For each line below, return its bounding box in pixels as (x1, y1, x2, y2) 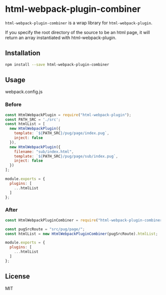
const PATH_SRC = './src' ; (5, 117, 61, 122)
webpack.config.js (5, 89, 43, 95)
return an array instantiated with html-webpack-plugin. (5, 35, 117, 41)
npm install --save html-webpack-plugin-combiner (5, 62, 110, 67)
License (5, 272, 30, 281)
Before (5, 101, 22, 108)
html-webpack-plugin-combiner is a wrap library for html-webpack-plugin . (5, 20, 153, 26)
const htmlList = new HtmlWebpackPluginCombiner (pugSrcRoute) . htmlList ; (5, 231, 158, 236)
